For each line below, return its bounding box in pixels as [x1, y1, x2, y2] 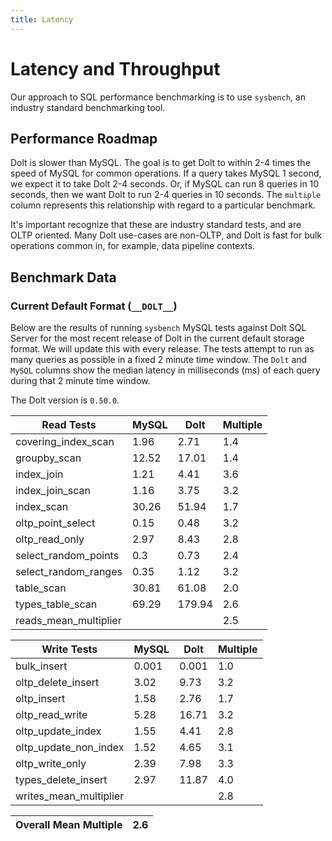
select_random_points [15, 549, 120, 563]
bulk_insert [15, 659, 68, 673]
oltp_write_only [15, 757, 87, 771]
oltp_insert [15, 692, 66, 706]
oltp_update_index [15, 724, 102, 738]
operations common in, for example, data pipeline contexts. [10, 240, 255, 252]
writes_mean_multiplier [15, 789, 125, 803]
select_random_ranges [15, 565, 123, 579]
